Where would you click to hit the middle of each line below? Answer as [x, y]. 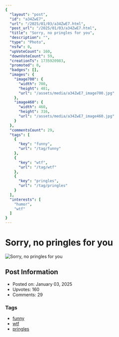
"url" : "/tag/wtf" [37, 167]
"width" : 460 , [33, 107]
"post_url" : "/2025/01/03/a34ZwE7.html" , [53, 28]
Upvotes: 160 [26, 289]
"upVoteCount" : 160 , [31, 51]
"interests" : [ [25, 200]
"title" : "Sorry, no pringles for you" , [52, 33]
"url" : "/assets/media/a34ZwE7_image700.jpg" [66, 93]
